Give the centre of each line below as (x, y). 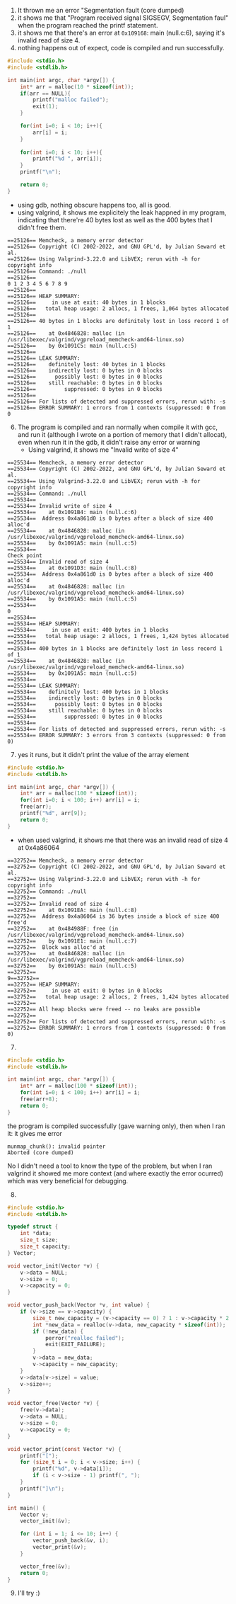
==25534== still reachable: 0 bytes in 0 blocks (85, 710)
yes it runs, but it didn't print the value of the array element (103, 754)
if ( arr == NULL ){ (46, 93)
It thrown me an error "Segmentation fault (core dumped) (101, 10)
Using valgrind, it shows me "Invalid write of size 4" (103, 450)
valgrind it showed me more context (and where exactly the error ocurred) (116, 1173)
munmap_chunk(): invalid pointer (57, 1147)
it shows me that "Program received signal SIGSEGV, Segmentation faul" (123, 18)
